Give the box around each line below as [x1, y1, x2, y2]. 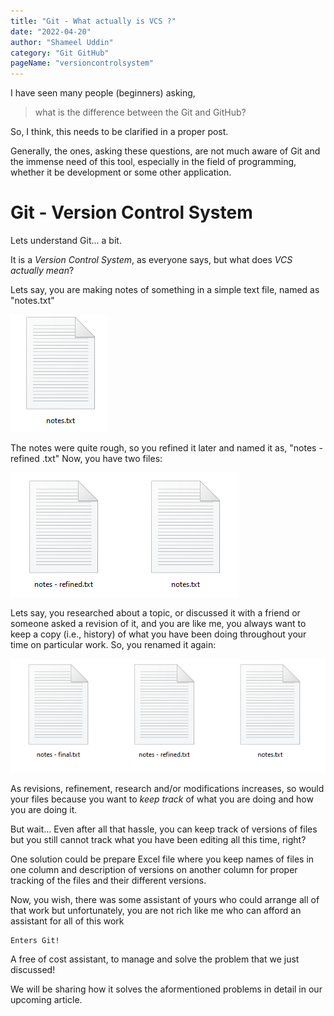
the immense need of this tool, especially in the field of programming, [10, 156, 297, 168]
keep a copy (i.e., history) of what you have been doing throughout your [10, 628, 307, 640]
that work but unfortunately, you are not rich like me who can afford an [10, 904, 302, 916]
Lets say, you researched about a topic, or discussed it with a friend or [10, 607, 301, 619]
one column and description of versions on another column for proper [10, 863, 298, 875]
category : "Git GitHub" [10, 48, 110, 58]
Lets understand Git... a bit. [10, 235, 122, 247]
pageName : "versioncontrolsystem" [10, 58, 155, 69]
